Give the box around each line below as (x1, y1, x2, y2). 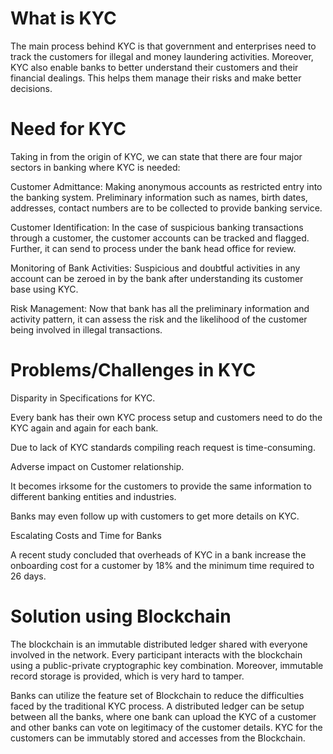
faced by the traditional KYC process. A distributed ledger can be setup (10, 700, 305, 712)
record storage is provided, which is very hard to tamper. (10, 670, 245, 682)
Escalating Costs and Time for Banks (10, 529, 162, 541)
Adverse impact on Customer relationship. (10, 460, 185, 472)
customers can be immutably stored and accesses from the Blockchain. (10, 732, 306, 744)
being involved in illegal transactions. (10, 323, 163, 336)
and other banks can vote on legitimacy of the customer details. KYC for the (10, 721, 323, 733)
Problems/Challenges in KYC (10, 359, 257, 382)
